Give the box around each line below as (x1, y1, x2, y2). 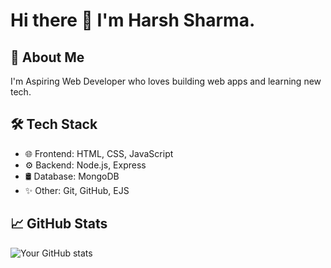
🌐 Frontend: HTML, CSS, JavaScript (24, 147, 174, 159)
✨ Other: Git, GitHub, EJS (24, 184, 130, 196)
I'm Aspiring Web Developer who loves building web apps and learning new (10, 75, 322, 87)
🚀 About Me (10, 49, 85, 66)
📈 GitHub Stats (10, 215, 108, 233)
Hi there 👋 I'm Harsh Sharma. (10, 9, 256, 32)
